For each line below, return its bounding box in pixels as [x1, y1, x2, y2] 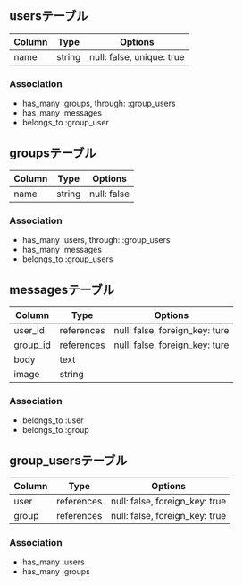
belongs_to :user [21, 415, 84, 426]
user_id [13, 324, 45, 337]
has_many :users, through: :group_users [21, 235, 171, 246]
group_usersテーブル [9, 452, 128, 468]
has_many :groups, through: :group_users [21, 98, 176, 109]
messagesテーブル [9, 281, 114, 297]
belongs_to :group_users [21, 254, 113, 264]
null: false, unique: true [88, 50, 185, 63]
